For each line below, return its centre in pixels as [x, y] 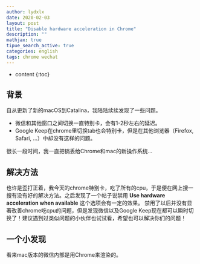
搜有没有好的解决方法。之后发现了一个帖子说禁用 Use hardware [86, 196]
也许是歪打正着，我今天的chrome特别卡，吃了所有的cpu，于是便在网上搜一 [100, 188]
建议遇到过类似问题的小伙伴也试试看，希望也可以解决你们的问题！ [104, 218]
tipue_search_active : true [40, 46]
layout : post [23, 23]
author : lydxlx [25, 12]
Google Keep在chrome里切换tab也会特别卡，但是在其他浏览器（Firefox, [104, 131]
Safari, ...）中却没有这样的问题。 [55, 138]
